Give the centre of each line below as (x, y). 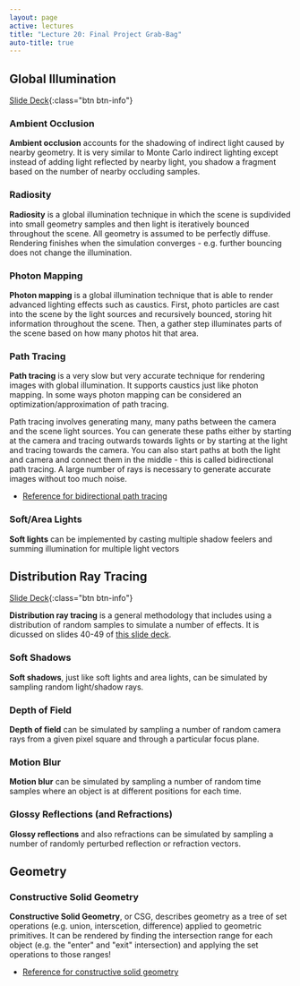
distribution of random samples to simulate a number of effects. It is (134, 625)
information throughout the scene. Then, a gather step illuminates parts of (146, 323)
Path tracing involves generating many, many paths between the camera (143, 422)
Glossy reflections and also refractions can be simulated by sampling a (141, 834)
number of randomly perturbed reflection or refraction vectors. (125, 844)
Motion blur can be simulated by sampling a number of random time (135, 782)
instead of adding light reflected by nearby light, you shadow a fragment (143, 162)
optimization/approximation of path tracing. (89, 405)
